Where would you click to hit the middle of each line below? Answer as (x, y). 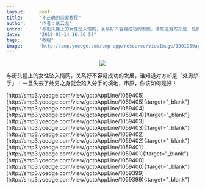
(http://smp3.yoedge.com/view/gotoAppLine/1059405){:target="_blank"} (98, 102)
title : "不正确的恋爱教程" (44, 18)
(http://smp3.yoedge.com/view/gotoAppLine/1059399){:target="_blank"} (98, 179)
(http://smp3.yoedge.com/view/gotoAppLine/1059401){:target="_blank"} (98, 154)
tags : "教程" (30, 40)
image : (15, 46)
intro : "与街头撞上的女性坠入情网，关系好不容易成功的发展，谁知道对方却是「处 (101, 29)
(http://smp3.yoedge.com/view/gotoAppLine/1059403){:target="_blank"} (98, 127)
